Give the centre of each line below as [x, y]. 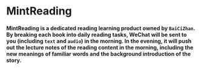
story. [14, 60]
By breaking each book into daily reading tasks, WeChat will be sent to [97, 34]
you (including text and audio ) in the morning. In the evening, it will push [99, 41]
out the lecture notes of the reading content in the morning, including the [100, 47]
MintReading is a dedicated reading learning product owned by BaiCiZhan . [101, 28]
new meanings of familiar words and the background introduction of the [99, 54]
